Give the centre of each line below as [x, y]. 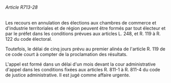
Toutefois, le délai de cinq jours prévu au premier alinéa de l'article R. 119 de [85, 49]
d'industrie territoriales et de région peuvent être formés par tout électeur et [85, 29]
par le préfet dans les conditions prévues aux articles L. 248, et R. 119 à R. [83, 34]
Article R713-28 [22, 7]
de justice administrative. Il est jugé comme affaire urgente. [68, 75]
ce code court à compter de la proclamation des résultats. [67, 54]
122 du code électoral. [29, 39]
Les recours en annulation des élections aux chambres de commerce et [81, 23]
